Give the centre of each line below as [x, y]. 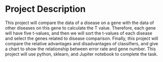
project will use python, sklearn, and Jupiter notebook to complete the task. [81, 54]
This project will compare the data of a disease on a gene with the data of [80, 23]
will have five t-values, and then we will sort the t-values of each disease [79, 33]
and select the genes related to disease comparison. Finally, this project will [82, 38]
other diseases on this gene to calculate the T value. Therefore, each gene [81, 28]
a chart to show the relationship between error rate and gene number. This [81, 49]
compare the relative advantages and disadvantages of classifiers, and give [82, 43]
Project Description [45, 9]
